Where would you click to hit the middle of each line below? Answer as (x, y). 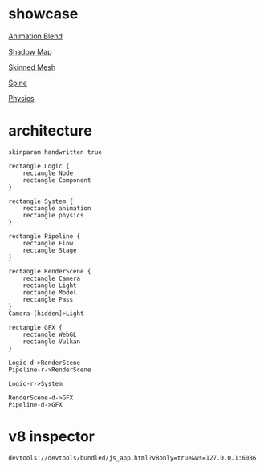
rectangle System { (41, 201)
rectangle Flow (48, 243)
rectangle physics (53, 215)
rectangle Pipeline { (45, 236)
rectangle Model (50, 292)
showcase (43, 14)
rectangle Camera (52, 278)
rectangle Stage (50, 250)
